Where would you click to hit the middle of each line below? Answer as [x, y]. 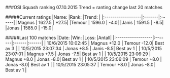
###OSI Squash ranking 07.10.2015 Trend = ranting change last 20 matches [84, 7]
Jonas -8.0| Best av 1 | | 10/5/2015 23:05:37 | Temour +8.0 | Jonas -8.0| [80, 65]
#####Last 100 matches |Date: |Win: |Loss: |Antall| [59, 38]
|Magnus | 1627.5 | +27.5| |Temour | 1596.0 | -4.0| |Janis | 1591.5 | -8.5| [90, 23]
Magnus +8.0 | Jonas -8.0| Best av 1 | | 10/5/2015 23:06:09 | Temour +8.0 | [83, 59]
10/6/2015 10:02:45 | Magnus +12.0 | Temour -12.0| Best [106, 43]
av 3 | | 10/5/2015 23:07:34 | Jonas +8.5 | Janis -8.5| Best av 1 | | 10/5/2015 [84, 48]
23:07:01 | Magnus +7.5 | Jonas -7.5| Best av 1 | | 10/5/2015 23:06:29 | [78, 54]
